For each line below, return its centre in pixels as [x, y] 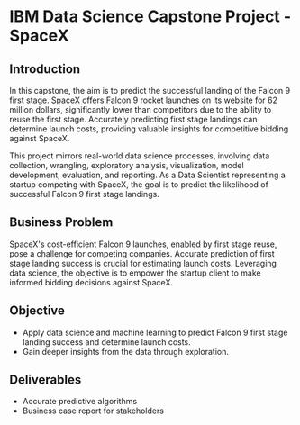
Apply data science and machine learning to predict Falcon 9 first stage [155, 332]
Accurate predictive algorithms [80, 402]
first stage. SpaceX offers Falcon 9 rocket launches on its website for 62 [143, 100]
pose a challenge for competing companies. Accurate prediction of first [142, 253]
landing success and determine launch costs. [106, 342]
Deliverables [45, 380]
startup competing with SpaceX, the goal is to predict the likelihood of [139, 185]
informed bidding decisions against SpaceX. [91, 282]
